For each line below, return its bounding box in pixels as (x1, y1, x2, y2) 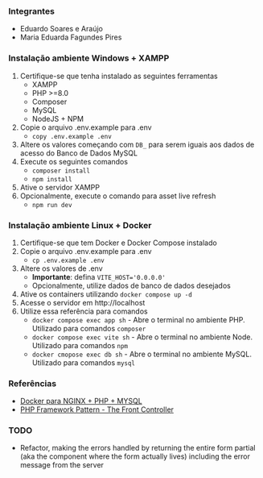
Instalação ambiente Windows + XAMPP (8, 52, 170, 64)
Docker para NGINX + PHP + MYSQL (19, 397, 142, 406)
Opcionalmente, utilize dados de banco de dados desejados (31, 281, 231, 290)
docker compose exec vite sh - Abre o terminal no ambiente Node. (31, 332, 253, 342)
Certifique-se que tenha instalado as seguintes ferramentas (19, 71, 219, 81)
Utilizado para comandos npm (31, 340, 129, 350)
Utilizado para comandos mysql (31, 357, 135, 368)
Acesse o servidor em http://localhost (19, 297, 146, 307)
